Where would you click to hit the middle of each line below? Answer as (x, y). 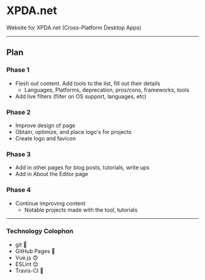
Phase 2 (19, 112)
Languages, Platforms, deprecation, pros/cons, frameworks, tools (107, 90)
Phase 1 (18, 70)
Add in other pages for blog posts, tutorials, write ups (82, 168)
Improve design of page (45, 125)
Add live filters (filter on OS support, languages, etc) (81, 96)
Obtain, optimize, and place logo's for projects (73, 131)
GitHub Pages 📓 (35, 251)
